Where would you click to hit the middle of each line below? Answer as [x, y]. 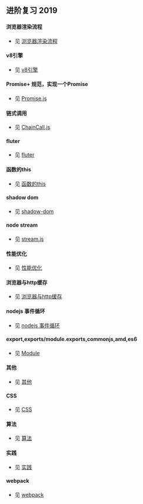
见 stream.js [29, 239]
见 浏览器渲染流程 [36, 41]
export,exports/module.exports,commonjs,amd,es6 [71, 339]
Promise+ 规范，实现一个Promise [47, 84]
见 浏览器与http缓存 [38, 297]
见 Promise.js [31, 98]
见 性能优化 [28, 268]
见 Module [27, 353]
